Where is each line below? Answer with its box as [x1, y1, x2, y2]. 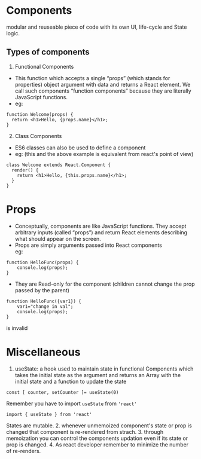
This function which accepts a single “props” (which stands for [14, 74, 170, 81]
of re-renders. [6, 447, 41, 454]
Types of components [6, 47, 90, 57]
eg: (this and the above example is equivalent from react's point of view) [14, 150, 194, 157]
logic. [6, 29, 20, 36]
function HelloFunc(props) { [6, 259, 79, 265]
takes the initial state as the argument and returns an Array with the [14, 371, 181, 378]
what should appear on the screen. [14, 235, 102, 242]
